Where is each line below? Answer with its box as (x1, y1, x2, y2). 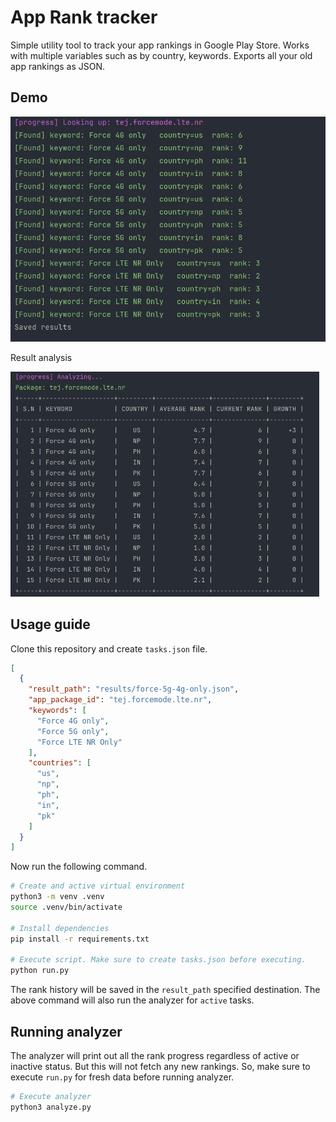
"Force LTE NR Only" (36, 737, 123, 747)
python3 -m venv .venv (10, 892, 105, 902)
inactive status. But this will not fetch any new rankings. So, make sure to (10, 1061, 311, 1072)
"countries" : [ (28, 758, 92, 768)
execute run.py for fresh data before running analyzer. (10, 1071, 235, 1083)
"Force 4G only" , (36, 716, 110, 726)
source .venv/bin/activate (10, 902, 123, 913)
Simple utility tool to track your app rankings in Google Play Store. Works (10, 39, 310, 51)
